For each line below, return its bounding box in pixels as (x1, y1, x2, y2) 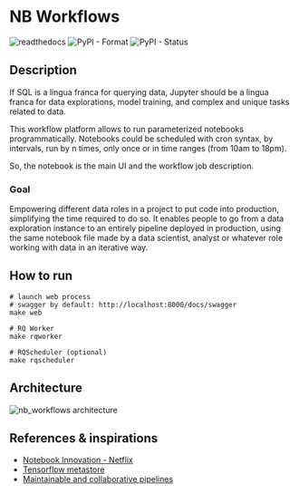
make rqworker (9, 332, 63, 341)
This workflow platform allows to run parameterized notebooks (9, 123, 245, 134)
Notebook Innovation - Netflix (22, 455, 133, 466)
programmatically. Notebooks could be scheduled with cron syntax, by (9, 133, 274, 144)
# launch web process (9, 292, 92, 301)
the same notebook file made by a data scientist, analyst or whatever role (9, 233, 284, 244)
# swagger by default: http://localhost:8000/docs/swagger (9, 300, 237, 309)
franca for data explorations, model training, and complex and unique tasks (9, 96, 290, 107)
